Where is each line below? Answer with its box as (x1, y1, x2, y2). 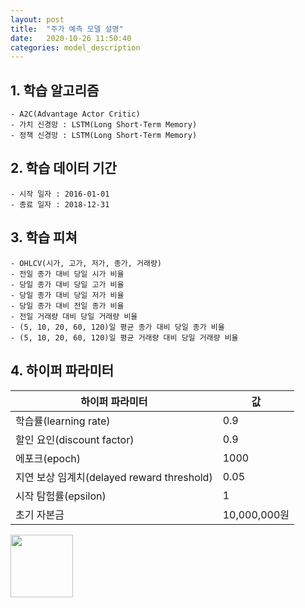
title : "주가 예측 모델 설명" (10, 24, 124, 34)
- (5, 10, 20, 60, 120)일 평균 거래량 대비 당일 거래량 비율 (10, 332, 239, 343)
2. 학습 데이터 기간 (10, 160, 117, 177)
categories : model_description (10, 42, 141, 53)
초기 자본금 (15, 507, 65, 521)
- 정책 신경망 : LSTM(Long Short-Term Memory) (10, 131, 198, 141)
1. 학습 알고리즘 (10, 82, 100, 99)
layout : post (10, 14, 65, 25)
